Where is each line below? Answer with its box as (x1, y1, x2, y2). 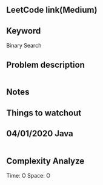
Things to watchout (6, 107, 82, 118)
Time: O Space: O (6, 172, 50, 180)
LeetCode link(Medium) (6, 5, 98, 15)
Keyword (6, 26, 41, 36)
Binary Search (6, 42, 42, 49)
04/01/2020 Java (6, 128, 74, 139)
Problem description (6, 59, 85, 70)
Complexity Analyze (6, 156, 85, 166)
